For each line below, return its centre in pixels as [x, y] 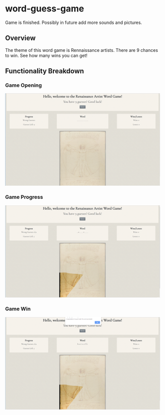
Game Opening [24, 85]
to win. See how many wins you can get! [46, 55]
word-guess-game [45, 9]
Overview [21, 38]
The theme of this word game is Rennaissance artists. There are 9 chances [82, 50]
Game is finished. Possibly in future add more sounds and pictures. [74, 22]
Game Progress [24, 197]
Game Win [18, 309]
